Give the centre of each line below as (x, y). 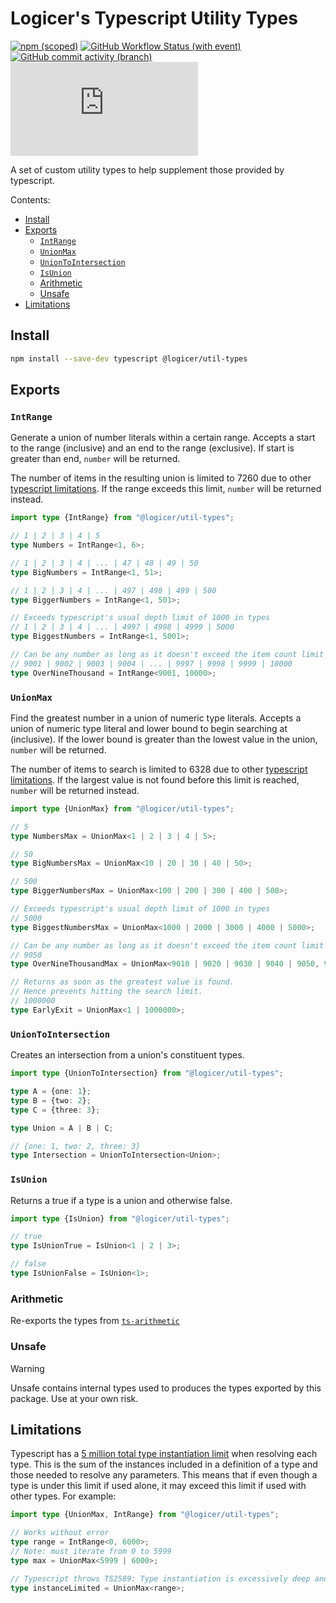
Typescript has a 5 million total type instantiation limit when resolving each (164, 1454)
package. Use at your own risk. (74, 1398)
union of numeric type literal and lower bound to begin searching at (149, 728)
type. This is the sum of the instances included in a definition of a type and (164, 1464)
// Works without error (60, 1533)
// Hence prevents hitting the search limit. (106, 992)
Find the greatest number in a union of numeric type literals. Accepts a (156, 718)
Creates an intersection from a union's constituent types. (127, 1055)
